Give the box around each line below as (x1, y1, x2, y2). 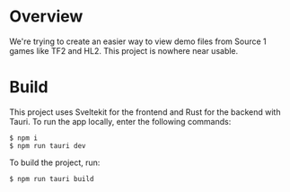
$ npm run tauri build (9, 174, 94, 183)
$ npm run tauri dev (9, 141, 87, 150)
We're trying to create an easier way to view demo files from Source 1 (9, 36, 267, 47)
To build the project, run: (9, 157, 101, 168)
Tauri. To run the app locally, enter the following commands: (9, 116, 232, 127)
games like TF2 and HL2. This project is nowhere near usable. (9, 45, 239, 56)
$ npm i (9, 133, 39, 143)
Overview (9, 6, 83, 27)
